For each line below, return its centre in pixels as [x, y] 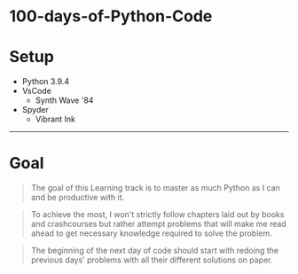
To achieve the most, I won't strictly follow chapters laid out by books [157, 215]
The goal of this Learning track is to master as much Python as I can [156, 188]
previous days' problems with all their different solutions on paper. [152, 260]
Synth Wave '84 [64, 100]
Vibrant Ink [55, 119]
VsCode [36, 91]
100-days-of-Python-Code [111, 16]
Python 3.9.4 [45, 82]
